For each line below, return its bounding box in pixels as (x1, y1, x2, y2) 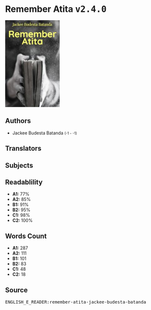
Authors (5, 117, 31, 125)
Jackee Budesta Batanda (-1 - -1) (12, 130, 78, 136)
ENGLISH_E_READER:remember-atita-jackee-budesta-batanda (5, 299, 147, 305)
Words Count (5, 232, 47, 240)
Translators (5, 144, 42, 153)
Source (5, 286, 28, 294)
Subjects (5, 161, 33, 170)
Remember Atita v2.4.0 (5, 3, 107, 15)
